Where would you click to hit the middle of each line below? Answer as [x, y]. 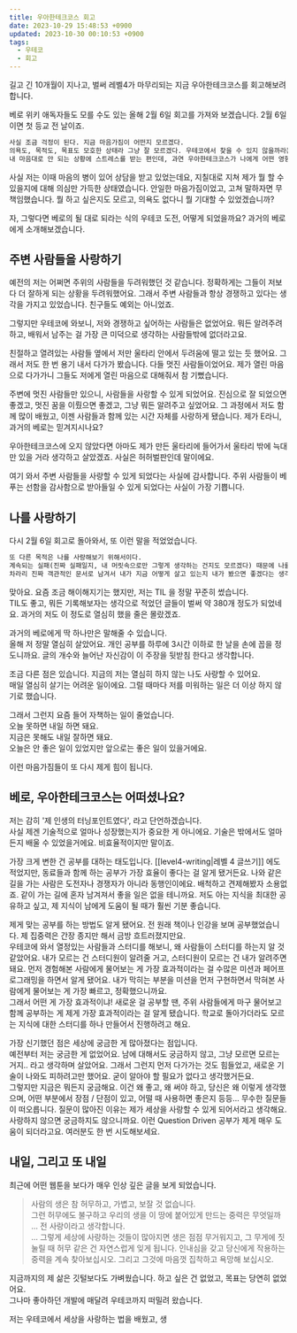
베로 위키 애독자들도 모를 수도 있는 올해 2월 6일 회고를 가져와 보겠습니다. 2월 [141, 115]
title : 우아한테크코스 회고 [52, 17]
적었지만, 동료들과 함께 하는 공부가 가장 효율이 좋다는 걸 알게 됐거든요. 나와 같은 [146, 872]
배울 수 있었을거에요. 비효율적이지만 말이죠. [100, 843]
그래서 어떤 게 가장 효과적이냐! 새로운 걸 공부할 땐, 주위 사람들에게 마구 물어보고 [146, 1002]
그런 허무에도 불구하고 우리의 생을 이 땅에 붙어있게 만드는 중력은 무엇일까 [156, 1214]
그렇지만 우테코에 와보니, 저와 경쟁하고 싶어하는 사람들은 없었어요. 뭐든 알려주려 [146, 323]
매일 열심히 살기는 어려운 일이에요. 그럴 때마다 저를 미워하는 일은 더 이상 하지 [141, 685]
